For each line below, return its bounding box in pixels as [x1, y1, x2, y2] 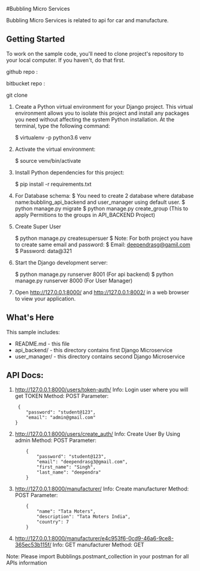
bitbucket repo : [6, 79, 46, 87]
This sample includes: [6, 328, 60, 335]
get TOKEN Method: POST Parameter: [14, 392, 109, 400]
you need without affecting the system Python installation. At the [14, 115, 175, 123]
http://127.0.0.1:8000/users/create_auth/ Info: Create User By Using [14, 430, 181, 438]
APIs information [6, 559, 47, 567]
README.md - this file [14, 340, 70, 347]
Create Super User [14, 222, 62, 230]
